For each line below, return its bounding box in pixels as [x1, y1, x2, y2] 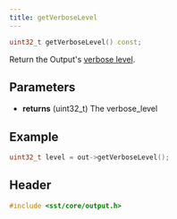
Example [9, 129, 59, 144]
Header [9, 178, 52, 193]
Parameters [9, 80, 76, 95]
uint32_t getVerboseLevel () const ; [9, 38, 142, 46]
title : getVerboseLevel [9, 13, 98, 22]
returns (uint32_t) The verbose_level [21, 104, 158, 114]
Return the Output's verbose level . [9, 54, 136, 64]
